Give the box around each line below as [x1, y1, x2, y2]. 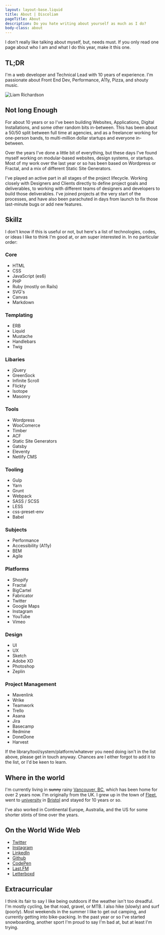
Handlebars [12, 338, 36, 344]
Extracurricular [5, 885, 53, 894]
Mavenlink [12, 692, 33, 698]
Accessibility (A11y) [12, 543, 52, 549]
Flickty [12, 383, 26, 389]
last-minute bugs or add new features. [5, 201, 83, 207]
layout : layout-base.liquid [5, 7, 63, 12]
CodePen [12, 860, 32, 866]
